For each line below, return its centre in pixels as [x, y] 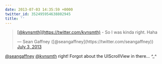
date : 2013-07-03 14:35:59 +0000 [39, 9]
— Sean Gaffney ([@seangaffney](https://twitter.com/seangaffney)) [85, 42]
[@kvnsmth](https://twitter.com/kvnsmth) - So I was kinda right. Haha [87, 32]
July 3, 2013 [29, 47]
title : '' [15, 18]
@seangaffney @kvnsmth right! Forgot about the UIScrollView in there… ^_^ [81, 56]
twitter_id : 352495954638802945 [38, 14]
